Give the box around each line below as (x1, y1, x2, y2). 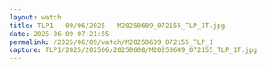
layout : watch (9, 12, 62, 22)
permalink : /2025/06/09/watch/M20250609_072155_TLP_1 (9, 37, 214, 47)
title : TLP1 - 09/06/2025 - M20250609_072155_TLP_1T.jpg (9, 21, 226, 30)
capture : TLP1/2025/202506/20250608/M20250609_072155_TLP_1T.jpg (9, 46, 257, 55)
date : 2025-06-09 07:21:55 (9, 29, 110, 38)
